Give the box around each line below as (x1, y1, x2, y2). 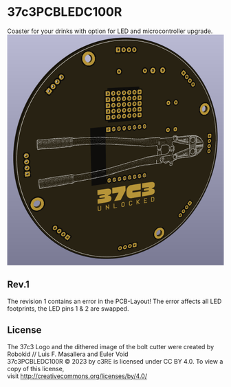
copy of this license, (7, 364, 65, 373)
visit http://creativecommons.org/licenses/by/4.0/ (7, 372, 148, 380)
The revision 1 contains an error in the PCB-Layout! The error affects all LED (7, 297, 222, 305)
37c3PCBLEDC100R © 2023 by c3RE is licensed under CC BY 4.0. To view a (7, 357, 223, 365)
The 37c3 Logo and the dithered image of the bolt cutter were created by (7, 342, 214, 351)
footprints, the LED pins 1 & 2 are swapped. (7, 304, 129, 313)
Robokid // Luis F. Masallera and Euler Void (7, 350, 129, 358)
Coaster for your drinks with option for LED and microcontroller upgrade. (7, 27, 213, 35)
